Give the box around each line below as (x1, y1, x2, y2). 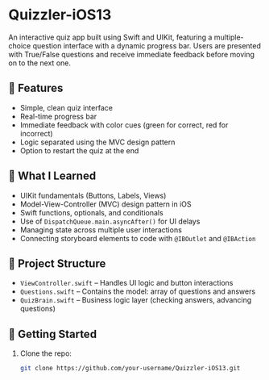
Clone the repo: (19, 349, 72, 358)
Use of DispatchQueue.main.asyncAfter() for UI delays (19, 216, 201, 226)
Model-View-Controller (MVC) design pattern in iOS (19, 199, 192, 209)
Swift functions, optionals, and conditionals (19, 207, 163, 217)
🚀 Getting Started (8, 327, 97, 340)
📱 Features (8, 81, 64, 95)
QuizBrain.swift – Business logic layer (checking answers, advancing (19, 295, 252, 305)
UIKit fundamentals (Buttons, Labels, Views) (19, 190, 167, 200)
